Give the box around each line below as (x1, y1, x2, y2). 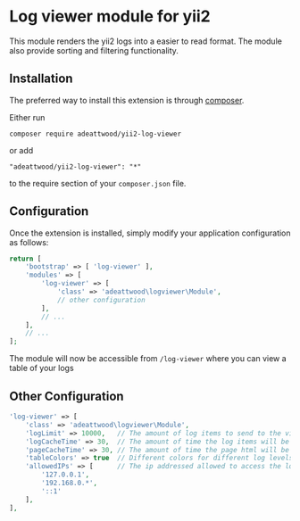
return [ (9, 254, 42, 263)
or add (9, 145, 34, 155)
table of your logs (9, 363, 74, 374)
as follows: (9, 236, 49, 247)
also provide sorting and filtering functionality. (9, 45, 179, 55)
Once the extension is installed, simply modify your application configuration (9, 227, 292, 238)
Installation (9, 71, 73, 87)
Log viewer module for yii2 (9, 6, 212, 27)
